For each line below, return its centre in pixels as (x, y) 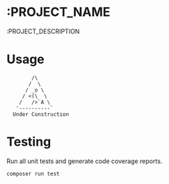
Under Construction (41, 114)
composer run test (33, 174)
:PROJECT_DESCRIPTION (43, 31)
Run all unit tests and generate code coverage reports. (84, 161)
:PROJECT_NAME (58, 12)
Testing (29, 142)
